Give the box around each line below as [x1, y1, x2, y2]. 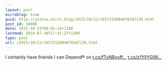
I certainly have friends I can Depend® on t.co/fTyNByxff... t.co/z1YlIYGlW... [5, 54, 162, 60]
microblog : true [5, 12, 39, 17]
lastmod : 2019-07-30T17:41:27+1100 [5, 31, 80, 36]
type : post [5, 36, 28, 41]
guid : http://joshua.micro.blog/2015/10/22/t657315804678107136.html [5, 17, 155, 22]
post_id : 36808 [5, 21, 37, 27]
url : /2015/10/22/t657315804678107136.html [5, 40, 98, 45]
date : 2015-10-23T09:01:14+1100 [5, 26, 73, 31]
